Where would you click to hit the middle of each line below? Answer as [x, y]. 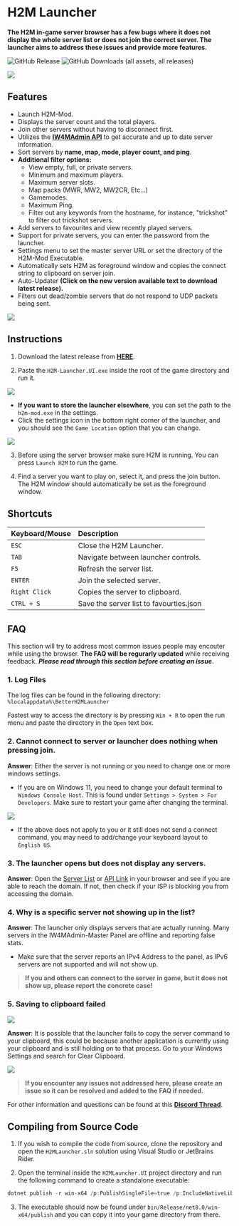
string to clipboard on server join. [67, 273]
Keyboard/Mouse [41, 534]
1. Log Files [27, 680]
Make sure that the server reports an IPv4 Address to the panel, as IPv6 [123, 957]
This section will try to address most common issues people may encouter [116, 647]
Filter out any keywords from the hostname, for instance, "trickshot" [128, 212]
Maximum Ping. [51, 205]
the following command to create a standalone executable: [103, 1180]
